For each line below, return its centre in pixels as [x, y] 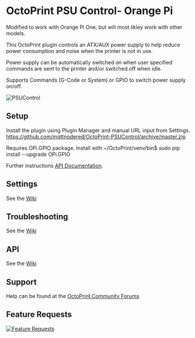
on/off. [14, 86]
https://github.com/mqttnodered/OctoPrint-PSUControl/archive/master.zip [96, 136]
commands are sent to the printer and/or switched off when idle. [84, 68]
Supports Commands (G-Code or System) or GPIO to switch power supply [96, 80]
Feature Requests [39, 315]
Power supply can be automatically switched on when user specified [89, 62]
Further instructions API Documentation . [55, 165]
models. [16, 33]
